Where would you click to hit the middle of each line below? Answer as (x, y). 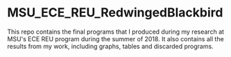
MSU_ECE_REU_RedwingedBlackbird (115, 13)
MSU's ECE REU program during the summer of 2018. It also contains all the (115, 38)
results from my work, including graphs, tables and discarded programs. (110, 46)
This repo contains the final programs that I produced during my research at (115, 32)
